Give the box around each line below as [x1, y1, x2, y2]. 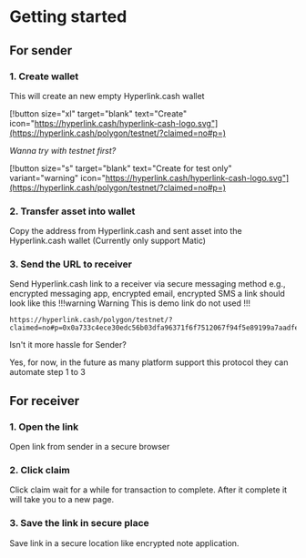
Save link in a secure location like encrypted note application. [9, 537, 240, 548]
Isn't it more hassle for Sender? [9, 340, 127, 350]
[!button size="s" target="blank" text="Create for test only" [9, 162, 232, 174]
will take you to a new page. [9, 494, 115, 505]
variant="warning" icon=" [9, 172, 107, 183]
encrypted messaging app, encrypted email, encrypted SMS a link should [9, 289, 285, 299]
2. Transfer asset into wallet [9, 205, 136, 218]
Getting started [9, 6, 127, 27]
